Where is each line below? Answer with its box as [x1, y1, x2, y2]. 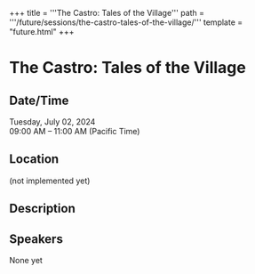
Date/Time [9, 93, 69, 108]
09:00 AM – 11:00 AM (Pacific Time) [9, 126, 140, 136]
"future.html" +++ [9, 27, 75, 36]
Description [9, 201, 76, 216]
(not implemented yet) [9, 175, 91, 186]
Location [9, 151, 60, 167]
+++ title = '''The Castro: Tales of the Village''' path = [9, 8, 205, 18]
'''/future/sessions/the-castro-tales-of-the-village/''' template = [9, 17, 243, 28]
